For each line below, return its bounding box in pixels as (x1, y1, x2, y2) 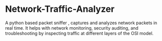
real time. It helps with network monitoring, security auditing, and (5, 25, 139, 31)
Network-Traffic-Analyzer (5, 3, 115, 15)
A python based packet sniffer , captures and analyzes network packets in (5, 20, 158, 26)
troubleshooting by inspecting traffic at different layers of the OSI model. (5, 30, 154, 36)
